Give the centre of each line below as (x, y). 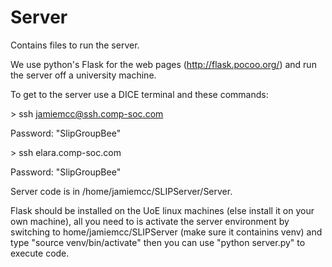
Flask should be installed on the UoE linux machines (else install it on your (162, 210)
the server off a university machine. (83, 75)
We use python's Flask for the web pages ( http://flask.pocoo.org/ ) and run (163, 64)
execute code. (40, 253)
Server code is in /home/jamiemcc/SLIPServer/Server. (121, 191)
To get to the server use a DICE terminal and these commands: (139, 94)
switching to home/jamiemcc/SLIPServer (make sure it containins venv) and (166, 232)
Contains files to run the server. (75, 45)
